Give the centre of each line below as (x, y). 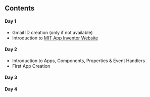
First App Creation (31, 66)
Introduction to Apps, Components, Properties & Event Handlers (78, 61)
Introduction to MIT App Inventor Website (55, 38)
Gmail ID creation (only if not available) (52, 32)
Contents (20, 8)
